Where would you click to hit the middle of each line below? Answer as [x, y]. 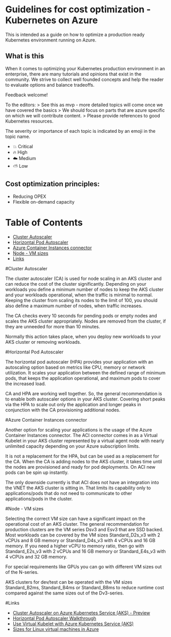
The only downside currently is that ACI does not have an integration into [82, 482]
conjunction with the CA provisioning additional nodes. [63, 410]
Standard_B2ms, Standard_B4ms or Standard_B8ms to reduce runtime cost [85, 587]
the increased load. [26, 384]
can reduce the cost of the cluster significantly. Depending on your [76, 284]
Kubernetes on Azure [52, 20]
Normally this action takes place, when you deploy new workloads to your [83, 336]
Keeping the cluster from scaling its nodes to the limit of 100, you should [81, 300]
